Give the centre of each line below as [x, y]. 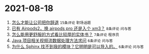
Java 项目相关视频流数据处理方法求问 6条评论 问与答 [62, 40]
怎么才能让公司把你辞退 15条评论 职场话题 [51, 22]
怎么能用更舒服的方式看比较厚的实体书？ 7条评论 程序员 [65, 34]
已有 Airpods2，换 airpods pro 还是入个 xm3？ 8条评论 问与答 [72, 28]
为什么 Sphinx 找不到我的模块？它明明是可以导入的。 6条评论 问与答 [78, 46]
